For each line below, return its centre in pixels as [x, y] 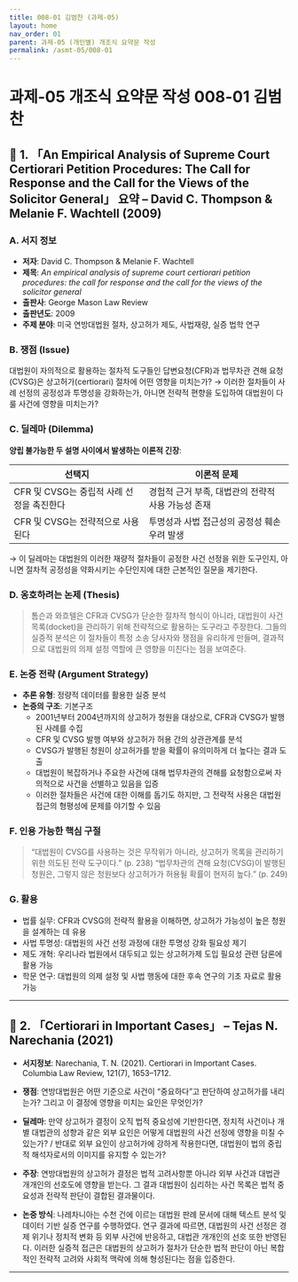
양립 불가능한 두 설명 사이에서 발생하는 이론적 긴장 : [95, 450]
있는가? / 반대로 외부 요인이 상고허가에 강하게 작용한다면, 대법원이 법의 [144, 1143]
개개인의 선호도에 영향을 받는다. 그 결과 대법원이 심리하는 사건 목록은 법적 [149, 1184]
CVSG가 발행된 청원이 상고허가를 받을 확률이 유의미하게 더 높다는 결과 [156, 751]
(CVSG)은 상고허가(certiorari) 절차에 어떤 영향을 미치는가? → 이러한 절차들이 [143, 381]
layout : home [33, 26]
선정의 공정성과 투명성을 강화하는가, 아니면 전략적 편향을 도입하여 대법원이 [146, 393]
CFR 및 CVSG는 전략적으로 [67, 522]
